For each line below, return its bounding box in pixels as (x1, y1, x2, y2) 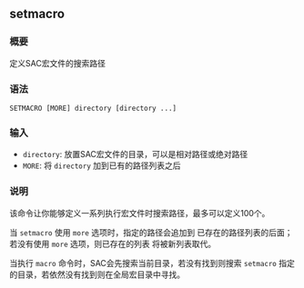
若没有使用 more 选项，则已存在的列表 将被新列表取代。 (9, 238, 217, 249)
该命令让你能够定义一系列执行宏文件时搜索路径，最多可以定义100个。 (9, 207, 270, 218)
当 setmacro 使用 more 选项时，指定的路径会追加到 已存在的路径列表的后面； (9, 226, 293, 238)
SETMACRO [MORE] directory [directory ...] (9, 104, 177, 113)
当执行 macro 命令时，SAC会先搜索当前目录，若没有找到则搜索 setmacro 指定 (9, 257, 296, 268)
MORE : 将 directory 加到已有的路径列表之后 (22, 160, 181, 171)
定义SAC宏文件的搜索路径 (9, 57, 106, 68)
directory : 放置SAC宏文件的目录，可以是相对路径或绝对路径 (22, 149, 248, 160)
